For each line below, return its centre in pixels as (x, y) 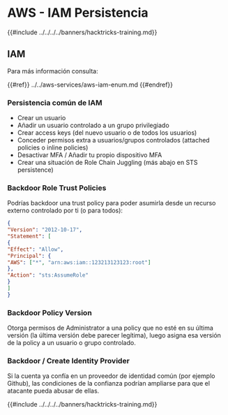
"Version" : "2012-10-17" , (45, 230)
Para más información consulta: (53, 71)
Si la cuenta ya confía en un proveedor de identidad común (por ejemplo (111, 376)
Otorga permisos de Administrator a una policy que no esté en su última (111, 328)
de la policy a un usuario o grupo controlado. (71, 343)
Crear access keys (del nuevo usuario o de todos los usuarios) (107, 133)
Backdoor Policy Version (50, 312)
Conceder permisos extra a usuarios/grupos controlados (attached (114, 140)
